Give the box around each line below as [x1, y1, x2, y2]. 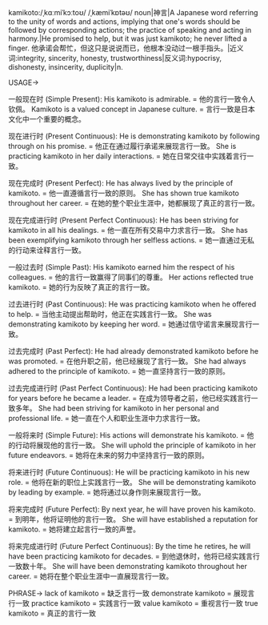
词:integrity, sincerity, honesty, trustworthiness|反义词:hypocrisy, [8, 54, 222, 62]
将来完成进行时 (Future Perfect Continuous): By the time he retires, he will [8, 542, 251, 551]
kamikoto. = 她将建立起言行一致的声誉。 [8, 524, 140, 534]
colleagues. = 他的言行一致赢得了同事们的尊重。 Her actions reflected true [8, 272, 254, 282]
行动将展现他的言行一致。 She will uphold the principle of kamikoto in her [14, 440, 256, 450]
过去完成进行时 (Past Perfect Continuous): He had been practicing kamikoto [8, 383, 258, 393]
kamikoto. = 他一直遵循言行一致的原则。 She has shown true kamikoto [8, 188, 240, 198]
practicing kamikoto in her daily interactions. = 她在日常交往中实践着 [8, 151, 234, 161]
